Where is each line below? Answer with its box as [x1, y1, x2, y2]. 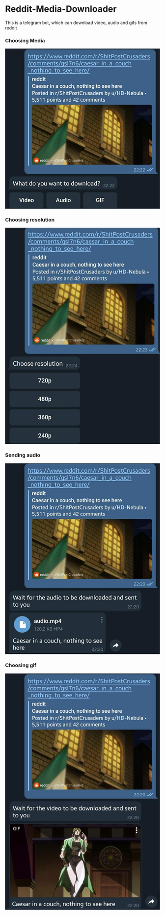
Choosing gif [5, 662, 37, 669]
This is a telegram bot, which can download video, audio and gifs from [5, 20, 147, 26]
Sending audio [5, 452, 41, 458]
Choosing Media [5, 37, 45, 44]
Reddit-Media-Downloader [5, 3, 117, 15]
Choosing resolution [5, 216, 55, 223]
